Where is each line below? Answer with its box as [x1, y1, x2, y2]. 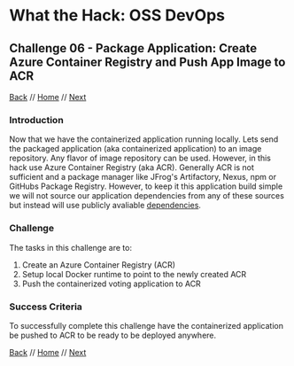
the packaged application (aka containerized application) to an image [9, 144, 262, 154]
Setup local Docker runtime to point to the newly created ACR [21, 269, 247, 279]
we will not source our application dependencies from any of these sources [9, 191, 285, 201]
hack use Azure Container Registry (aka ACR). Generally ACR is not [9, 162, 255, 173]
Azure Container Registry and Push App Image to [9, 54, 286, 69]
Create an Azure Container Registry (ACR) [21, 259, 175, 270]
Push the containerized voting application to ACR [21, 278, 201, 289]
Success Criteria [9, 300, 82, 313]
